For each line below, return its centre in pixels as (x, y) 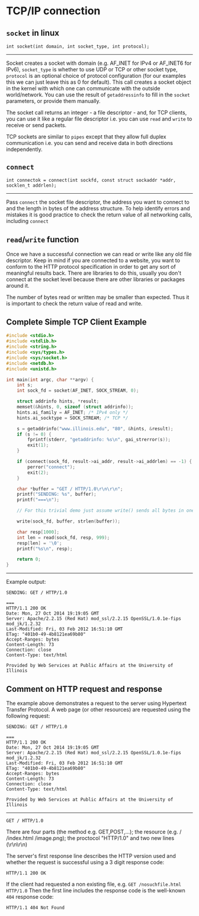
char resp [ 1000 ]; (38, 532)
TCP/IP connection (53, 11)
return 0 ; (29, 559)
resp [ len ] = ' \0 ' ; (39, 543)
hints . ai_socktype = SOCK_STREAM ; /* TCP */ (73, 418)
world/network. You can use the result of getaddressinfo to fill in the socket (98, 95)
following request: (28, 716)
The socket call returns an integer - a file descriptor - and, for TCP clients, (97, 112)
